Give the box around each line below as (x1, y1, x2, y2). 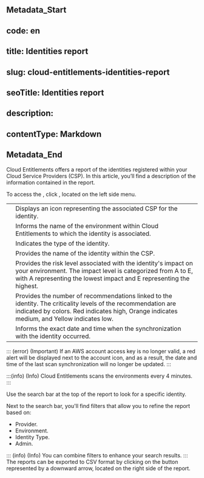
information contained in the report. (6, 179, 95, 186)
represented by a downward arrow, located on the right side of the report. (6, 465, 191, 472)
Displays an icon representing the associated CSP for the (15, 204, 178, 212)
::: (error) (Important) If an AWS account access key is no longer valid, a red (6, 347, 195, 355)
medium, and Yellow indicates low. (15, 314, 114, 323)
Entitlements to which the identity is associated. (15, 229, 151, 238)
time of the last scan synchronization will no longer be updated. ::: (6, 360, 172, 367)
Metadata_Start (6, 5, 67, 15)
